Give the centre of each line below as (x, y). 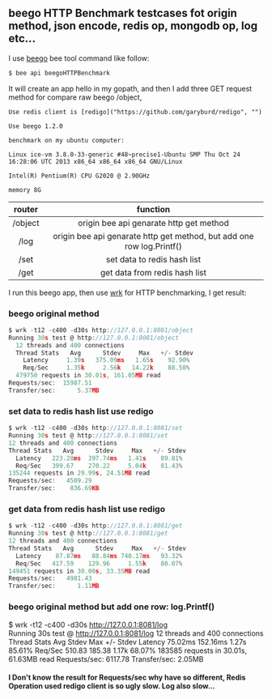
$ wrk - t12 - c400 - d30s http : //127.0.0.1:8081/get (96, 526)
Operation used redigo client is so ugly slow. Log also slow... (112, 686)
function (153, 209)
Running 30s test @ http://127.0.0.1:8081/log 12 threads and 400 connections (136, 633)
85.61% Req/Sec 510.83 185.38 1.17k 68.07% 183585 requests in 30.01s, (128, 650)
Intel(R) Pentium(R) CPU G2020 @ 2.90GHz (79, 176)
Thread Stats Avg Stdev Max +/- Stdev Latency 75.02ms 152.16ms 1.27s (127, 641)
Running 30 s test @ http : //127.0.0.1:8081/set (88, 436)
